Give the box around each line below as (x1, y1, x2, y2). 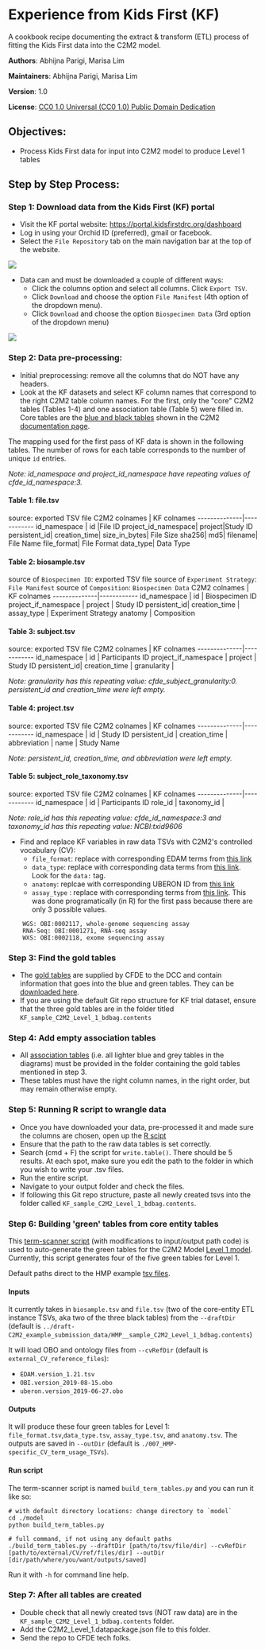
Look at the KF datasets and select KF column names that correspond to (19, 387, 256, 397)
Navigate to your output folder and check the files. (19, 1181, 185, 1191)
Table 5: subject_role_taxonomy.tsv (8, 772, 129, 781)
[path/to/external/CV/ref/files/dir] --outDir (8, 1549, 165, 1557)
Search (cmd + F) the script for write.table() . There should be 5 (19, 1147, 232, 1157)
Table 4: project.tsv (8, 702, 75, 713)
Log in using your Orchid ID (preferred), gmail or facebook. (19, 228, 213, 238)
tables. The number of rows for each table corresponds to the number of (8, 445, 246, 454)
